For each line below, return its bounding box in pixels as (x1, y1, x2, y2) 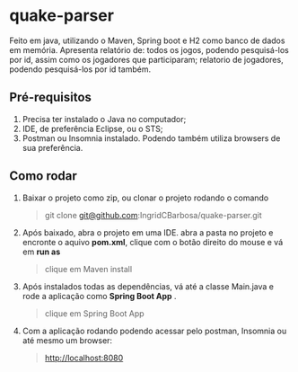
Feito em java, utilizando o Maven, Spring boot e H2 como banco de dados (9, 35, 285, 46)
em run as (22, 246, 61, 257)
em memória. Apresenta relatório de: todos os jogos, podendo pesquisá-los (9, 44, 289, 55)
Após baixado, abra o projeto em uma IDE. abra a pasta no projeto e (22, 226, 274, 238)
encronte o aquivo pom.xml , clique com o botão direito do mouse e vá (22, 236, 284, 247)
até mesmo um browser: (22, 334, 113, 346)
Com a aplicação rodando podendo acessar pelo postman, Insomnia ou (22, 325, 287, 336)
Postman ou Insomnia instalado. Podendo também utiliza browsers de (22, 132, 281, 144)
